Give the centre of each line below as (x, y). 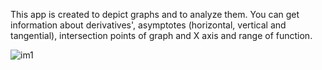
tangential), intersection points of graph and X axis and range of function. (161, 35)
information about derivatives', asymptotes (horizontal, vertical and (148, 25)
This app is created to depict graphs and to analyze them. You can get (155, 14)
